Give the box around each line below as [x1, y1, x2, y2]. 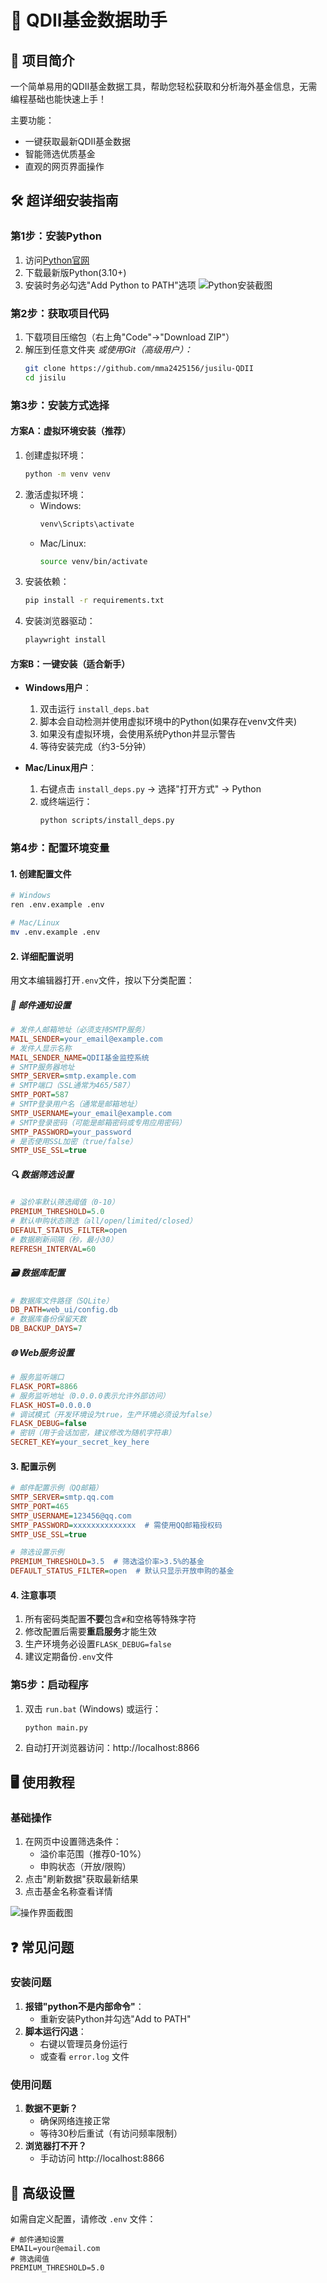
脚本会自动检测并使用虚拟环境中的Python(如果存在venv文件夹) [39, 716, 298, 728]
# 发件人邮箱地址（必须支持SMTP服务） [10, 1025, 150, 1035]
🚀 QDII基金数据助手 [10, 9, 168, 32]
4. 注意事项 [10, 1589, 57, 1601]
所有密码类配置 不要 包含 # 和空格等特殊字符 [24, 1613, 197, 1625]
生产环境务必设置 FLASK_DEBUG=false [24, 1638, 172, 1650]
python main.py [24, 1722, 89, 1733]
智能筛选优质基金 [24, 148, 96, 160]
